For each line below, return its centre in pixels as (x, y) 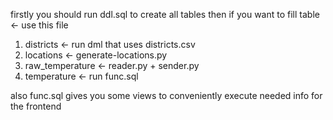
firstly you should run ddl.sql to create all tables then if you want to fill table (165, 14)
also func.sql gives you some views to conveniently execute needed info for (166, 95)
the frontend (36, 106)
